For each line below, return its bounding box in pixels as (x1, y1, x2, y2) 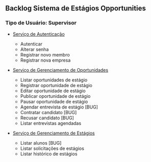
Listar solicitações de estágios (20, 145, 84, 151)
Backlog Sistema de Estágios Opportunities (5, 4, 146, 13)
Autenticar (20, 41, 42, 47)
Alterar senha (20, 46, 49, 52)
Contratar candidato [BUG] (20, 109, 77, 115)
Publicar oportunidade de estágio (20, 93, 91, 99)
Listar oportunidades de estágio (20, 76, 88, 83)
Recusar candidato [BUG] (20, 115, 74, 121)
